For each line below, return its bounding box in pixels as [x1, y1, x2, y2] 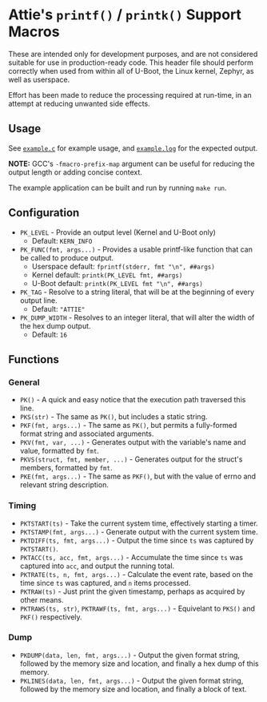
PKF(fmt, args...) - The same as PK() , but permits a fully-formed [19, 421, 237, 430]
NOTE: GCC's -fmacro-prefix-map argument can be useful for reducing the [8, 159, 255, 168]
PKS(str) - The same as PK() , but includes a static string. [19, 412, 208, 422]
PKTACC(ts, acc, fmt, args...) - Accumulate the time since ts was [19, 552, 244, 562]
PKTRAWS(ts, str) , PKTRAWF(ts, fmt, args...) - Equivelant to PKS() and [19, 603, 256, 613]
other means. [19, 595, 64, 604]
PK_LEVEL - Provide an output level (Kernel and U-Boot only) [19, 227, 216, 237]
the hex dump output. [19, 321, 91, 330]
